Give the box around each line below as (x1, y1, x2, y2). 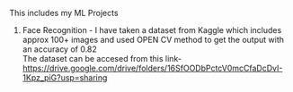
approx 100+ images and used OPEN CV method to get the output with (22, 35, 285, 45)
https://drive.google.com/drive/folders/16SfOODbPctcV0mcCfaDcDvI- (22, 63, 283, 73)
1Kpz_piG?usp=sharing (22, 72, 108, 83)
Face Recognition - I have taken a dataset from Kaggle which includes (22, 25, 282, 35)
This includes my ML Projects (9, 8, 119, 18)
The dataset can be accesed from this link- (22, 54, 182, 63)
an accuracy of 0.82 (22, 44, 97, 54)
